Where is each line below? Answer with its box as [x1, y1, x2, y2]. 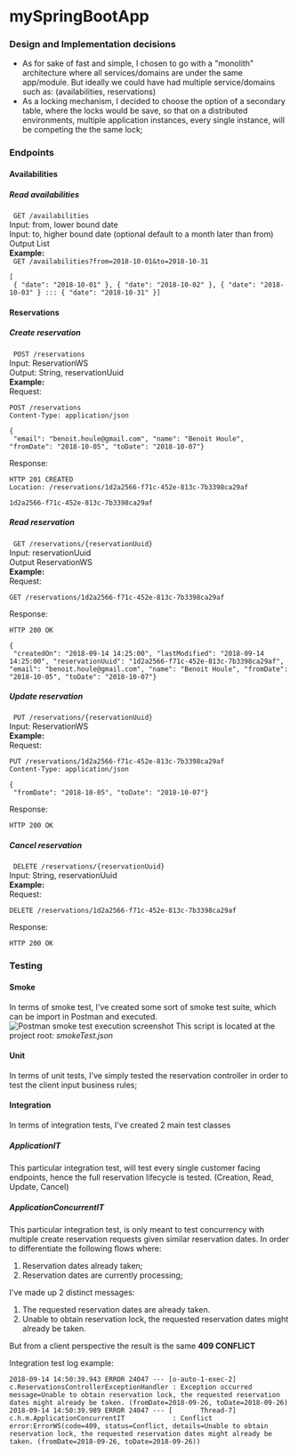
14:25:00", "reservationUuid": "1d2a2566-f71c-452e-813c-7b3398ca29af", [9, 657, 285, 666]
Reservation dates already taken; [21, 1260, 143, 1271]
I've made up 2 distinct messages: [9, 1287, 135, 1297]
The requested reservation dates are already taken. [21, 1304, 211, 1314]
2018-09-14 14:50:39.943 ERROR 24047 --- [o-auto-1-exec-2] [9, 1375, 238, 1384]
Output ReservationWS [9, 556, 93, 567]
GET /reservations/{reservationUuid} [12, 539, 153, 548]
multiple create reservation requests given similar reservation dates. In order [9, 1233, 289, 1244]
